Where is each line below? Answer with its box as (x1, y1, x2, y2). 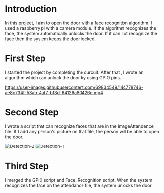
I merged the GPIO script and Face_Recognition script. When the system (5, 177, 153, 183)
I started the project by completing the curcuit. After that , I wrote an (5, 69, 144, 75)
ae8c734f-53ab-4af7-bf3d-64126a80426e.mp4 (5, 89, 104, 95)
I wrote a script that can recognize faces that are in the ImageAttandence (5, 123, 154, 129)
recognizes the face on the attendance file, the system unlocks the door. (5, 182, 153, 188)
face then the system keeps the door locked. (5, 36, 96, 42)
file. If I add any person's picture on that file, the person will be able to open (5, 128, 160, 134)
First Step (5, 53, 46, 64)
